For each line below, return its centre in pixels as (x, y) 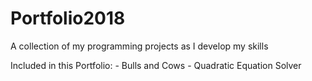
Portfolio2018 (68, 18)
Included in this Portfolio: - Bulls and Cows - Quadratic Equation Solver (156, 65)
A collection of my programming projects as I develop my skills (139, 46)
